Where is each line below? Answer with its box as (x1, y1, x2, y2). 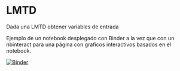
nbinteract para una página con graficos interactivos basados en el (6, 41, 172, 48)
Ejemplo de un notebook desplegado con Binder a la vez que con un (6, 34, 175, 41)
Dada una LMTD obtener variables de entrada (6, 23, 119, 30)
